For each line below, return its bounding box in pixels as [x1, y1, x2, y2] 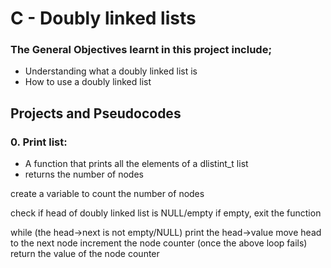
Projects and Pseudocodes [10, 105, 182, 122]
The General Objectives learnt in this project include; [10, 43, 273, 57]
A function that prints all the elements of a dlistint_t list [24, 158, 249, 170]
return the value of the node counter [10, 248, 160, 260]
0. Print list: [10, 135, 68, 149]
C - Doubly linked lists [10, 7, 197, 30]
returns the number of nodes [24, 168, 144, 181]
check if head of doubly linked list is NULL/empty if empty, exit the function [10, 207, 322, 219]
